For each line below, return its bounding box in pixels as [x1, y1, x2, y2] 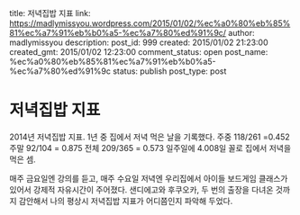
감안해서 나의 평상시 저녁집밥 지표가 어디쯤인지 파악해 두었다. [18, 195, 233, 206]
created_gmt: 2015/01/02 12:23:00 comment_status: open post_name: [9, 47, 268, 57]
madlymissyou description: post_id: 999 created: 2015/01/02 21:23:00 [9, 37, 268, 48]
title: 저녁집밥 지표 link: [9, 8, 91, 18]
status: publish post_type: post [112, 66, 227, 76]
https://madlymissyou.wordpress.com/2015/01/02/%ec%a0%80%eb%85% [9, 18, 291, 29]
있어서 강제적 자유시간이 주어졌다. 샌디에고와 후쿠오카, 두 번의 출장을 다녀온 [9, 184, 274, 195]
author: [228, 28, 255, 38]
